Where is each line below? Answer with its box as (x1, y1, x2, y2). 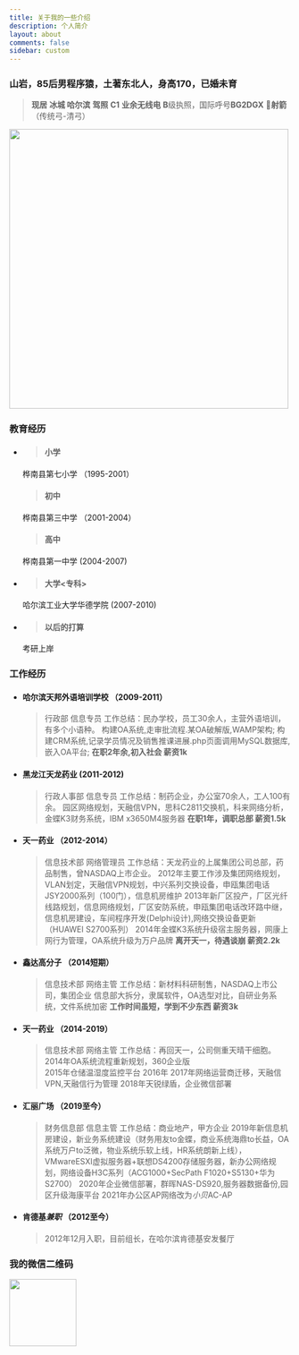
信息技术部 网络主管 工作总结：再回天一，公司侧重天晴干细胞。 (44, 1044, 277, 1056)
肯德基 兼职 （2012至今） (21, 1212, 114, 1223)
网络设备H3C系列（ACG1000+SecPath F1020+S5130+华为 (60, 1167, 276, 1178)
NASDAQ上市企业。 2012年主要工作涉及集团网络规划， (83, 867, 286, 878)
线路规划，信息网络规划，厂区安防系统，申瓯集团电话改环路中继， (44, 901, 287, 912)
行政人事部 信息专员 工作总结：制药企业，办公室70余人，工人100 (44, 790, 283, 801)
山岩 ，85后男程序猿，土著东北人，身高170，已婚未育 (9, 78, 238, 90)
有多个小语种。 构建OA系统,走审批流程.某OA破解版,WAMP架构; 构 (44, 724, 286, 735)
